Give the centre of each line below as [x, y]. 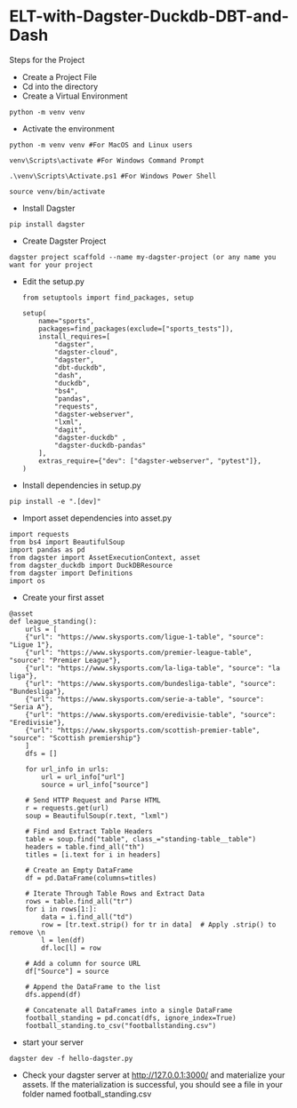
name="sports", [67, 321]
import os [28, 581]
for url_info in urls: [67, 769]
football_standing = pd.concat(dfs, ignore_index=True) [131, 1018]
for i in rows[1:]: [61, 909]
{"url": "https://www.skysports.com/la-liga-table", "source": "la [153, 668]
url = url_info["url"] [83, 777]
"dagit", [71, 430]
